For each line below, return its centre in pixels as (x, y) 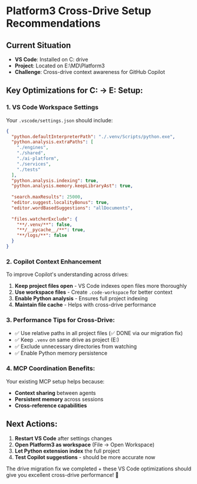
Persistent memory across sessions (59, 399)
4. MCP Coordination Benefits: (51, 369)
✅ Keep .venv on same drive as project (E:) (67, 340)
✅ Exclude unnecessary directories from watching (76, 346)
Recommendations (53, 23)
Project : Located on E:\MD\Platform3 (60, 66)
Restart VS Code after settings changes (63, 438)
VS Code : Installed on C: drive (51, 59)
